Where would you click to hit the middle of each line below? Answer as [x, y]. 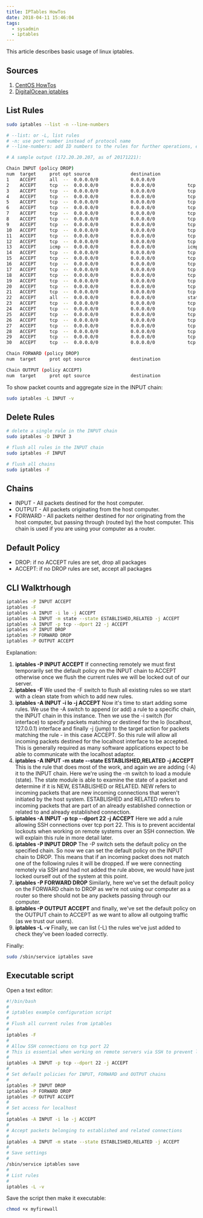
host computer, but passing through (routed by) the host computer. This [105, 522]
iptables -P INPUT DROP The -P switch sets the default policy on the [101, 844]
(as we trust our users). [44, 921]
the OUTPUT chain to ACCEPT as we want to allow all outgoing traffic [101, 915]
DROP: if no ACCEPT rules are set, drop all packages [81, 562]
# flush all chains [31, 464]
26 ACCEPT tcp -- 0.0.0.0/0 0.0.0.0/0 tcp [101, 320]
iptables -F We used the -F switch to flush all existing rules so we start [103, 690]
